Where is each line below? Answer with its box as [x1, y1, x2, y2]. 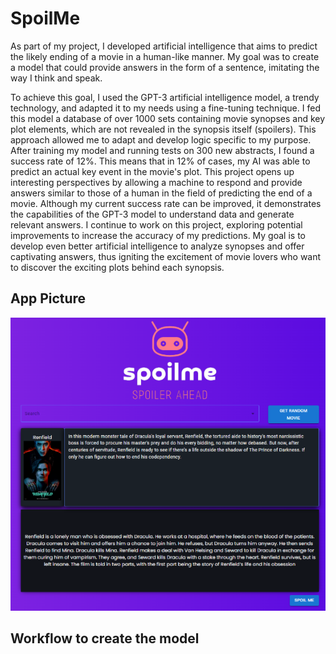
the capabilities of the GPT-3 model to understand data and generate [10, 208, 295, 220]
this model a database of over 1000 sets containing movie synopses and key [10, 112, 326, 124]
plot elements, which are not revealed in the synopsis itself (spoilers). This [10, 123, 317, 135]
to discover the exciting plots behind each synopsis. [10, 261, 225, 273]
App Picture [10, 290, 87, 307]
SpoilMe [10, 7, 81, 30]
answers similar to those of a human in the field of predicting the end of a [10, 187, 313, 199]
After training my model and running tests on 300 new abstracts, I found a [10, 144, 315, 156]
